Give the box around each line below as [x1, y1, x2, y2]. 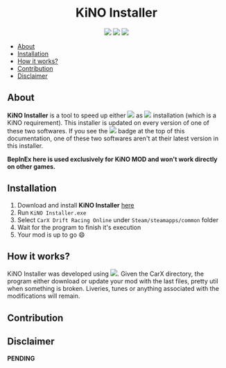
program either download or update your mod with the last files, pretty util [7, 277, 218, 285]
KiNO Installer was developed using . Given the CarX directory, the [7, 269, 205, 278]
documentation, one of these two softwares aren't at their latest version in [7, 134, 219, 142]
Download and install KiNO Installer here [17, 201, 134, 209]
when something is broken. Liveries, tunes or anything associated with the [7, 285, 220, 293]
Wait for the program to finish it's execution [17, 223, 141, 231]
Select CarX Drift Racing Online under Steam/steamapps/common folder [17, 215, 219, 224]
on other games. [7, 162, 56, 171]
